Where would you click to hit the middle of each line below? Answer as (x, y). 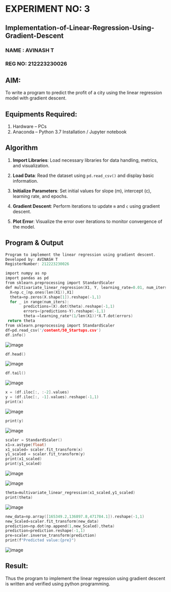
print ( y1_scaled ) (24, 464)
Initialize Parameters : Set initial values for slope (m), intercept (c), (82, 191)
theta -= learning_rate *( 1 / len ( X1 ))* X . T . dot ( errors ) (78, 316)
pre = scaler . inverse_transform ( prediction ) (51, 536)
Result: (17, 566)
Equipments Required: (41, 114)
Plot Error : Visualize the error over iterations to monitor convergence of (88, 221)
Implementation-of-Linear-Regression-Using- (80, 28)
